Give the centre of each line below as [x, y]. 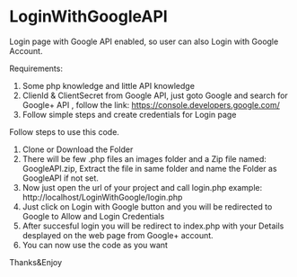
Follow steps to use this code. [64, 131]
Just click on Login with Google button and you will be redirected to [147, 206]
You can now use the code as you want [95, 245]
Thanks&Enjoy [36, 262]
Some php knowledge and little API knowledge [109, 85]
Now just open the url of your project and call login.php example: [142, 187]
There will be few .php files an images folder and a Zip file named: [144, 158]
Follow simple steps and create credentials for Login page [129, 114]
